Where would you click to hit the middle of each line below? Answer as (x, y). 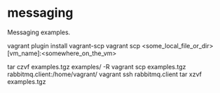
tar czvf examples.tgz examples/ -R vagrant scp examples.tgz (97, 66)
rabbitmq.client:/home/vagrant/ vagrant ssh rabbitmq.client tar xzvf (104, 74)
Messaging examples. (39, 32)
